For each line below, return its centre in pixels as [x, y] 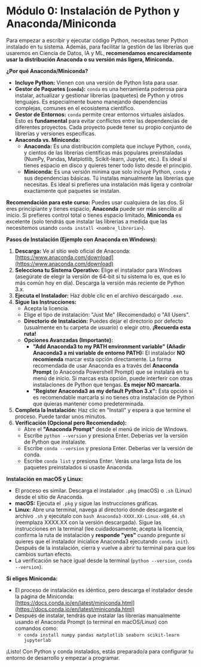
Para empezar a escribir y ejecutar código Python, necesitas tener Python [97, 40]
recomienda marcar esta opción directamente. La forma [102, 359]
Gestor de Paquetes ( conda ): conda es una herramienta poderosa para [101, 89]
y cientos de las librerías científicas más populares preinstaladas [103, 152]
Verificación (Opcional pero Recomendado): [71, 423]
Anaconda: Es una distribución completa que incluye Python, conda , [108, 146]
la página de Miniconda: [45, 596]
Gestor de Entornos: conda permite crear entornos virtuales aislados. [100, 114]
